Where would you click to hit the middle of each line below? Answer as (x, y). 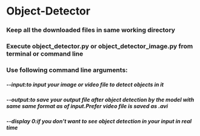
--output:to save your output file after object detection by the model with (100, 99)
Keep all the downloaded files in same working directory (91, 30)
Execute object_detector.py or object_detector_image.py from (100, 47)
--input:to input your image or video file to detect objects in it (85, 84)
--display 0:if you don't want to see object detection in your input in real (99, 121)
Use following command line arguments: (67, 70)
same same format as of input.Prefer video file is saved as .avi (87, 106)
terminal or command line (45, 54)
